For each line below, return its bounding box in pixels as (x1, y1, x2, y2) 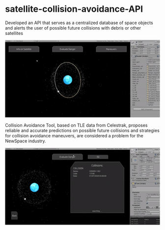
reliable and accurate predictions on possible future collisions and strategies (5, 128, 160, 133)
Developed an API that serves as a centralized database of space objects (5, 20, 153, 26)
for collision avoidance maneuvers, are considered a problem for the (5, 133, 143, 139)
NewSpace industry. (5, 138, 46, 144)
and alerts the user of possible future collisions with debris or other (5, 25, 141, 31)
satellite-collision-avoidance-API (5, 3, 143, 15)
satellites (5, 30, 24, 36)
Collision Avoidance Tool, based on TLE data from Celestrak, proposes (5, 122, 148, 129)
